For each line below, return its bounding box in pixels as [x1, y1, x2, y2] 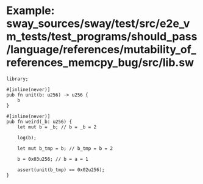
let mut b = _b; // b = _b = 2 [17, 123, 97, 130]
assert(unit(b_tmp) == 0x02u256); [17, 166, 105, 173]
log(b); [17, 134, 37, 141]
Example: [6, 4, 55, 18]
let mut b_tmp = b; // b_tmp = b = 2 [17, 145, 113, 152]
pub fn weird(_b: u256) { [6, 119, 72, 125]
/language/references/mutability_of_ [6, 43, 197, 57]
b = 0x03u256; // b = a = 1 [17, 156, 88, 162]
